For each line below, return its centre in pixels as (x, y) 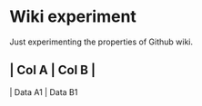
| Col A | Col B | (53, 70)
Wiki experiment (73, 17)
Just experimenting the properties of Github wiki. (101, 42)
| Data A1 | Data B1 (44, 92)
